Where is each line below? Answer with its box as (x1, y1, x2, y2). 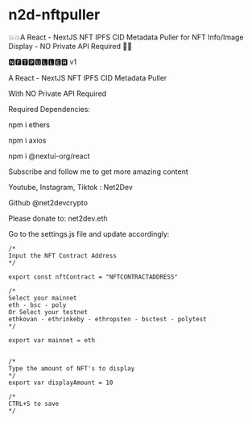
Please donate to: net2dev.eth (8, 213, 108, 223)
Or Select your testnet (8, 308, 89, 316)
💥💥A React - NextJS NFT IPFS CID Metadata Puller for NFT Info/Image (8, 32, 244, 42)
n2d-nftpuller (8, 6, 101, 24)
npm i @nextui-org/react (8, 151, 90, 160)
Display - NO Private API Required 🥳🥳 (8, 41, 133, 51)
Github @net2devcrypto (8, 197, 89, 207)
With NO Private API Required (8, 89, 107, 98)
